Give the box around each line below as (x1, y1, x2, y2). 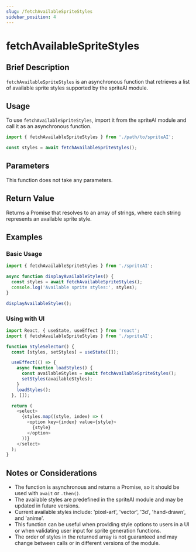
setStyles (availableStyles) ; (21, 376, 93, 382)
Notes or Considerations (6, 468, 98, 478)
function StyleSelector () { (6, 344, 75, 349)
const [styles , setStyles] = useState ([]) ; (11, 349, 119, 355)
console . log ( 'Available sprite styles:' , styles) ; (11, 284, 137, 290)
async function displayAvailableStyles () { (6, 273, 114, 280)
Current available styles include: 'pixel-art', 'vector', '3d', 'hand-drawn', (14, 509, 186, 516)
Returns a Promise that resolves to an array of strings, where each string (6, 209, 181, 216)
